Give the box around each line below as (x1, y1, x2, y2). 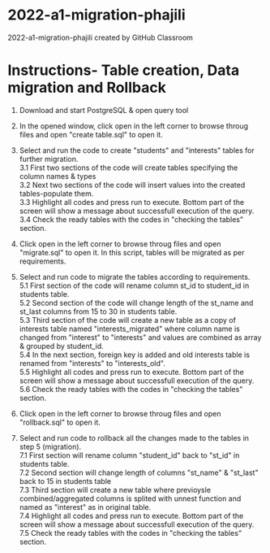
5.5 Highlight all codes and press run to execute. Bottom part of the (19, 367, 244, 377)
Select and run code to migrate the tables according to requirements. (19, 272, 251, 281)
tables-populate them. (19, 189, 94, 198)
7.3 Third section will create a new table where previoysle (19, 485, 212, 494)
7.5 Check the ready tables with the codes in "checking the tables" (19, 528, 242, 538)
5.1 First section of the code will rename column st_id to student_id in (19, 281, 250, 290)
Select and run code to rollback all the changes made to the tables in (19, 433, 249, 442)
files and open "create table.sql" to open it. (19, 129, 163, 139)
